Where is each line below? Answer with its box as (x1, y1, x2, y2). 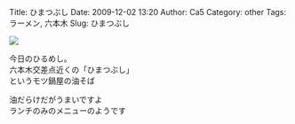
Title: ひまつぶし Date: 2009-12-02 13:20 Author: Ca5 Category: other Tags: (9, 7, 287, 17)
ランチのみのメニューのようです (9, 105, 126, 116)
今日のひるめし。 (9, 53, 72, 64)
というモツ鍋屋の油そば (9, 75, 95, 86)
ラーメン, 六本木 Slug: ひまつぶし (9, 18, 131, 28)
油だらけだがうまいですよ (9, 95, 103, 105)
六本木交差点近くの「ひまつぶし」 (9, 65, 134, 74)
